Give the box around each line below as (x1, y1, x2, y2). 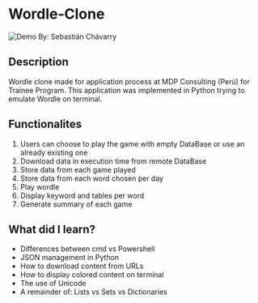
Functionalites (8, 117, 82, 131)
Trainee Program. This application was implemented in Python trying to (8, 85, 245, 95)
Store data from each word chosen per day (19, 173, 164, 183)
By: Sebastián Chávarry (37, 32, 117, 41)
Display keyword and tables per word (19, 190, 145, 200)
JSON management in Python (19, 253, 120, 262)
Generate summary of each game (19, 199, 133, 209)
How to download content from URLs (19, 261, 144, 271)
